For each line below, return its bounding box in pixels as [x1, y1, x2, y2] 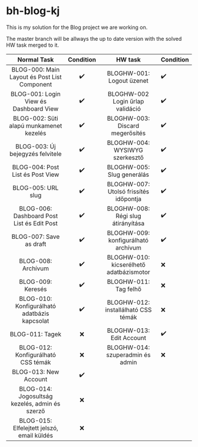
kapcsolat [22, 316, 49, 325]
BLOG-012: [19, 343, 52, 351]
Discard [117, 121, 140, 129]
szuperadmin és [105, 351, 151, 359]
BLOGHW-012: [107, 298, 150, 306]
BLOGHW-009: [107, 229, 150, 237]
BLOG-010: [19, 294, 52, 303]
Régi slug [115, 212, 141, 220]
